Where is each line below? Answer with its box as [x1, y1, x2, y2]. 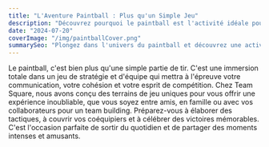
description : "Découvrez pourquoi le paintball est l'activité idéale [8, 19, 249, 27]
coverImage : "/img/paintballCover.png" [8, 34, 142, 42]
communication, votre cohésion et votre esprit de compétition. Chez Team [8, 81, 254, 90]
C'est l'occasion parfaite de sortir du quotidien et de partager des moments [8, 123, 258, 133]
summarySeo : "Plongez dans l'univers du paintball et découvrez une [8, 42, 242, 50]
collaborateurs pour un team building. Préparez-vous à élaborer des [8, 105, 232, 116]
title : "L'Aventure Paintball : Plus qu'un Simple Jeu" [8, 11, 199, 20]
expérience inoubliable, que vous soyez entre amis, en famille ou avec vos [8, 97, 254, 107]
